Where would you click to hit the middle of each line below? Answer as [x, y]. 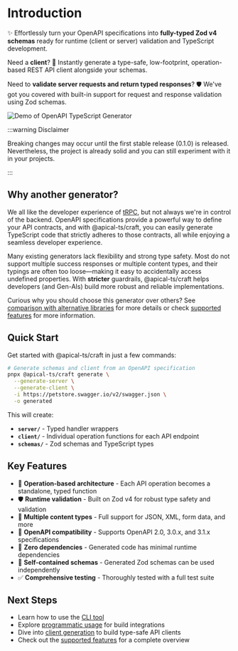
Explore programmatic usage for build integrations [91, 625]
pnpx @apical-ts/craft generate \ [59, 375]
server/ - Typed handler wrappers [68, 429]
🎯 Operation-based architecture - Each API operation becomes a [114, 483]
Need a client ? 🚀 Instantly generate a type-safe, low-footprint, [98, 62]
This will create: [31, 414]
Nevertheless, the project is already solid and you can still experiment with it [119, 150]
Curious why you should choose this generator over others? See [102, 300]
